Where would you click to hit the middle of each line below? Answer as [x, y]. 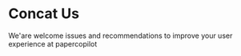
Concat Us [44, 14]
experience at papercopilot [53, 43]
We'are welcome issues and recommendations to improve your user [120, 35]
